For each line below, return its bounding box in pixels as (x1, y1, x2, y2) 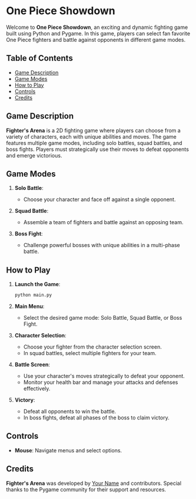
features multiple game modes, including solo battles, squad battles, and (6, 139, 182, 146)
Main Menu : (14, 303, 45, 310)
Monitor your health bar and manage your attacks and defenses (23, 379, 178, 386)
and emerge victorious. (6, 152, 62, 159)
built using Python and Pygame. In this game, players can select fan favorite (6, 29, 190, 37)
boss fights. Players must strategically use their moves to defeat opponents (6, 146, 190, 153)
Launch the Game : (14, 281, 61, 288)
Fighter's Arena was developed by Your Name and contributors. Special (6, 480, 181, 487)
